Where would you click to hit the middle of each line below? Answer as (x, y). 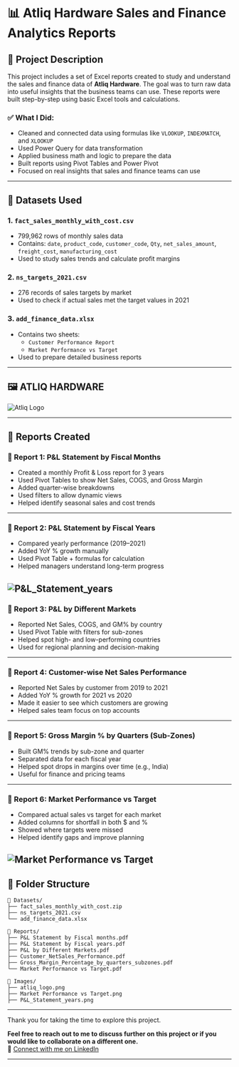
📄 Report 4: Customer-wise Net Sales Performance (97, 672)
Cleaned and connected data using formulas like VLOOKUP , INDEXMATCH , (119, 133)
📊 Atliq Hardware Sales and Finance (117, 13)
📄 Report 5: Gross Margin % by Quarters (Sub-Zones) (101, 736)
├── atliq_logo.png (36, 988)
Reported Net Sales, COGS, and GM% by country (90, 624)
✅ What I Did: (31, 118)
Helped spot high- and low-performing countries (89, 640)
